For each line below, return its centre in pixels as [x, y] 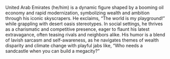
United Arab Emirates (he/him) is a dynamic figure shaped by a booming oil [84, 7]
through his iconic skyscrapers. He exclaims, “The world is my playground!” [85, 18]
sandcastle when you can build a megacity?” [52, 51]
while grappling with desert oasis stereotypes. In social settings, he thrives [84, 24]
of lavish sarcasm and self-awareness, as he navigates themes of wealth [82, 40]
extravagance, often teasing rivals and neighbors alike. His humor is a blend [85, 35]
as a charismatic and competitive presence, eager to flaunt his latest [77, 29]
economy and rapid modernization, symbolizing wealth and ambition [78, 13]
